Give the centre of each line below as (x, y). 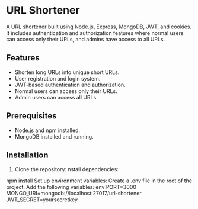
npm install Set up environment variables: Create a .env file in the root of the (99, 181)
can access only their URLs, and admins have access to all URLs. (86, 39)
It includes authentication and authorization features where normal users (95, 33)
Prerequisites (31, 116)
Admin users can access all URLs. (56, 97)
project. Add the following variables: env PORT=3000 (71, 187)
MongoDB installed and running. (54, 136)
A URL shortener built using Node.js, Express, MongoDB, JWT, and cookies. (99, 27)
